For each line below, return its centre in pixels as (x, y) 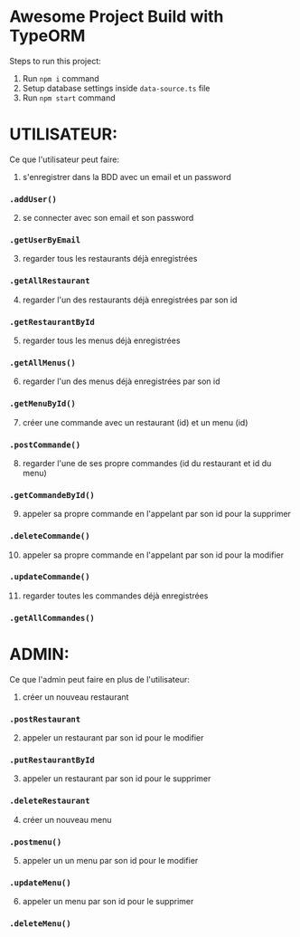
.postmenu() (36, 842)
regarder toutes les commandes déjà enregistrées (115, 596)
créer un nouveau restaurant (75, 697)
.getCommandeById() (52, 495)
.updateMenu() (40, 883)
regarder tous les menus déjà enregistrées (101, 340)
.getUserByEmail (45, 240)
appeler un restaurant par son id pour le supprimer (117, 779)
